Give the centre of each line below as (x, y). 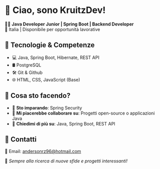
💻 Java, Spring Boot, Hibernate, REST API (56, 57)
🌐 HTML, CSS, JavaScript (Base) (46, 79)
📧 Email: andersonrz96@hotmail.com (43, 151)
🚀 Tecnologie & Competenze (50, 45)
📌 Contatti (21, 139)
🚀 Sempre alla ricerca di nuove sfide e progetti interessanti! (66, 161)
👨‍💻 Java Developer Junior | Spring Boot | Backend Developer (69, 24)
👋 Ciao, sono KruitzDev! (55, 10)
